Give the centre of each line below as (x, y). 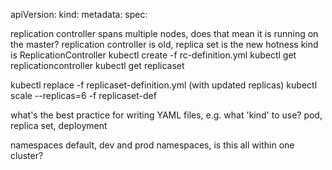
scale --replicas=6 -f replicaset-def (83, 95)
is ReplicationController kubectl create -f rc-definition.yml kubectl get (153, 55)
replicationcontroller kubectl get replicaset (97, 65)
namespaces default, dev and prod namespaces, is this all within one (152, 145)
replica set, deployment (59, 125)
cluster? (27, 155)
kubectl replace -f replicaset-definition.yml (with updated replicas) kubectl (164, 85)
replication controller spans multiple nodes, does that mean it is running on (164, 33)
